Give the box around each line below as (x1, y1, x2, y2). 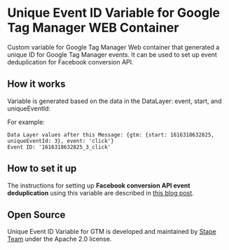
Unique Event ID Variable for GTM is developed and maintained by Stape (7, 228, 216, 236)
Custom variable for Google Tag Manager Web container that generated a (7, 43, 220, 51)
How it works (7, 78, 66, 90)
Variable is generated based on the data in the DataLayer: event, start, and (7, 97, 222, 105)
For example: (7, 118, 46, 126)
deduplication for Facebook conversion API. (7, 57, 134, 66)
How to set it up (7, 162, 77, 174)
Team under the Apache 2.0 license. (7, 235, 112, 243)
